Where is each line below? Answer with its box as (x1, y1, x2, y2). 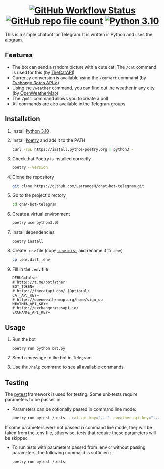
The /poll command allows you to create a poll (12, 95, 108, 101)
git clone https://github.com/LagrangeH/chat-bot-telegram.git (12, 184, 145, 189)
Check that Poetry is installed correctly (12, 156, 91, 162)
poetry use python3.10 (12, 221, 59, 225)
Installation (5, 115, 40, 123)
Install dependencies (12, 229, 55, 235)
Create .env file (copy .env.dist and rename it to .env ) (12, 248, 123, 253)
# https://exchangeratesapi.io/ (12, 305, 79, 310)
